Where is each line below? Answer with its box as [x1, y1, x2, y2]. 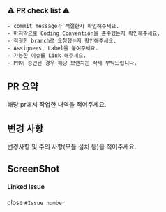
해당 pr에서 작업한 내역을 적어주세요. [7, 100, 107, 109]
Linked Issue [7, 182, 45, 190]
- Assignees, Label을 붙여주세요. [7, 45, 99, 52]
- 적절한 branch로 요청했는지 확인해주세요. [7, 38, 116, 45]
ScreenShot [7, 163, 60, 175]
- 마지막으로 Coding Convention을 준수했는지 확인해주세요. [7, 30, 160, 37]
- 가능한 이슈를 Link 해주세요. [7, 52, 86, 59]
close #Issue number [7, 198, 66, 206]
